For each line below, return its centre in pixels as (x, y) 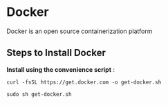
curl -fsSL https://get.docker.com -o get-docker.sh (84, 82)
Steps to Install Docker (56, 53)
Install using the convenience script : (61, 69)
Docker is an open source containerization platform (80, 31)
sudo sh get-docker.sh (39, 94)
